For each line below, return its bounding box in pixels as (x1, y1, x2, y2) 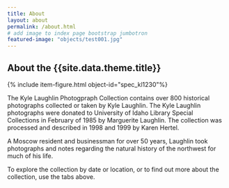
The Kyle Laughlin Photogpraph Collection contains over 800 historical (7, 93, 210, 102)
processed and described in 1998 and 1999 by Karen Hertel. (7, 123, 180, 132)
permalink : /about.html (7, 23, 77, 30)
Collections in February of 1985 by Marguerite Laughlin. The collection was (7, 116, 223, 124)
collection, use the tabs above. (7, 172, 95, 181)
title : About (7, 10, 45, 17)
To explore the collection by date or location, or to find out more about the (7, 165, 219, 173)
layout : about (7, 17, 49, 24)
